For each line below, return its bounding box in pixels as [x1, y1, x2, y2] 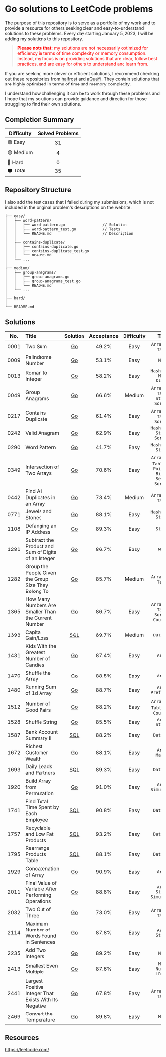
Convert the [25, 1011, 53, 1017]
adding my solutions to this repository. [5, 36, 83, 42]
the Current [25, 614, 52, 621]
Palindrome [25, 354, 52, 361]
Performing [25, 892, 52, 899]
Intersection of [25, 464, 59, 470]
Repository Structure [5, 186, 72, 194]
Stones [25, 514, 42, 521]
